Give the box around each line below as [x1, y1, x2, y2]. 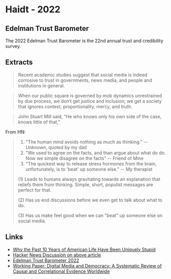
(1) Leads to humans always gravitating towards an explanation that [17, 176, 161, 182]
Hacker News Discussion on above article [12, 252, 101, 258]
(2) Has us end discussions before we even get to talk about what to [17, 197, 163, 203]
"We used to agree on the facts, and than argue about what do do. [25, 150, 166, 156]
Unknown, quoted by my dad [25, 144, 87, 150]
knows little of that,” [17, 119, 61, 125]
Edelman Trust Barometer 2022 [12, 257, 80, 263]
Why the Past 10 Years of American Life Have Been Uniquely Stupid [12, 246, 156, 252]
